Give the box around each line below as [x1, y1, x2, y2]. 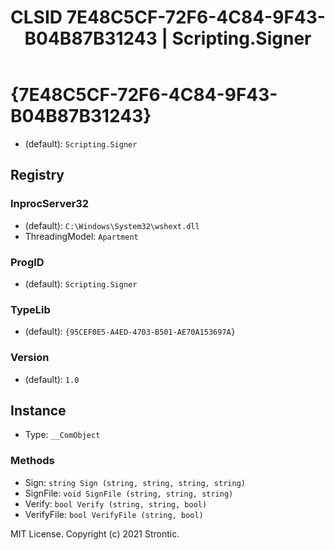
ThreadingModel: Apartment [24, 230, 139, 242]
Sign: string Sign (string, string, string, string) [24, 476, 246, 488]
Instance [10, 402, 67, 419]
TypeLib [10, 302, 51, 316]
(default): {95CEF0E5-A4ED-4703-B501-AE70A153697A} [24, 326, 236, 338]
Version [10, 351, 50, 365]
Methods [10, 454, 55, 468]
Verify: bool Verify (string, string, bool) [24, 497, 208, 510]
